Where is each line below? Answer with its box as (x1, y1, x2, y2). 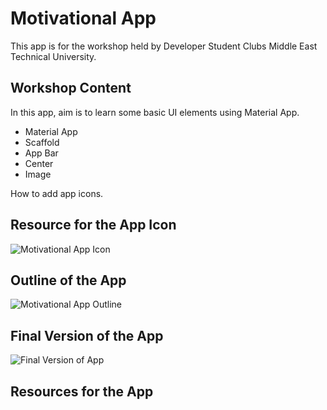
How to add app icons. (10, 187, 104, 199)
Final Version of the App (10, 327, 164, 344)
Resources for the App (10, 383, 154, 400)
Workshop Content (10, 80, 132, 97)
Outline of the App (10, 272, 127, 289)
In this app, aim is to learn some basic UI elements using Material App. (10, 106, 300, 118)
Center (24, 157, 54, 169)
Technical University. (10, 50, 97, 62)
